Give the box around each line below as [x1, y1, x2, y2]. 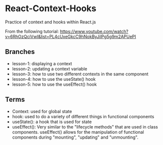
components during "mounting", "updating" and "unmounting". [12, 134, 139, 140]
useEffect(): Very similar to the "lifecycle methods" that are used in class [12, 124, 158, 129]
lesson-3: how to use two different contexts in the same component [12, 71, 149, 77]
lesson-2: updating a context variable [12, 66, 87, 72]
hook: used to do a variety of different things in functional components [12, 113, 155, 119]
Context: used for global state [12, 108, 72, 114]
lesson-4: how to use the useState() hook [12, 76, 96, 82]
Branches [5, 48, 35, 56]
